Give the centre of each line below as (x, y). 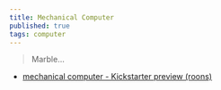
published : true (40, 26)
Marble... (48, 60)
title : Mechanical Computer (62, 17)
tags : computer (38, 34)
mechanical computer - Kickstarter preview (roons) (117, 77)
